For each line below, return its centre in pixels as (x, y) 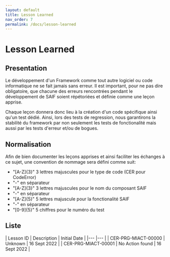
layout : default (22, 10)
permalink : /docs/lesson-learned (41, 24)
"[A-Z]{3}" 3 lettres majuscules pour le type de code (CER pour (79, 172)
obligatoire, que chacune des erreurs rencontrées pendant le (69, 91)
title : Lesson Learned (29, 15)
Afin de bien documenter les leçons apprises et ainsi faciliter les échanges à (85, 157)
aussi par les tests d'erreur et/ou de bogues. (52, 128)
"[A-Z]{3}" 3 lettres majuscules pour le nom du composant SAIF (80, 188)
